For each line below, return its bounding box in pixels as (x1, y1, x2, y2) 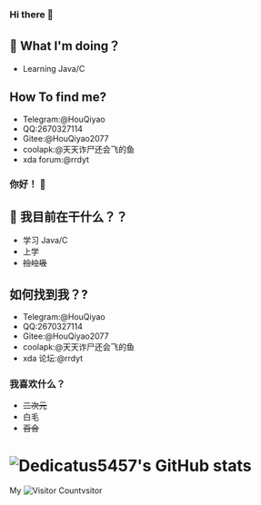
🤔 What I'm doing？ (9, 38, 121, 54)
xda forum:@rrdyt (22, 153, 89, 164)
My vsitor (9, 485, 103, 496)
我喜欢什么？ (9, 378, 66, 391)
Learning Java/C (22, 63, 85, 74)
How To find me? (9, 90, 107, 105)
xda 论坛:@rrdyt (22, 353, 84, 364)
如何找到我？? (9, 286, 88, 302)
